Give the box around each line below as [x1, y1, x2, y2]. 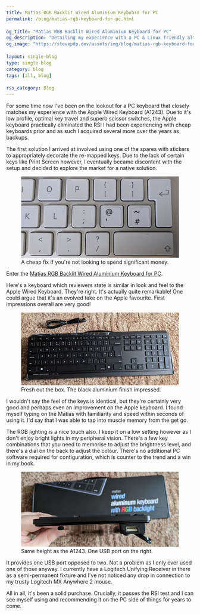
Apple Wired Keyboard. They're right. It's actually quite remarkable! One [6, 288, 183, 295]
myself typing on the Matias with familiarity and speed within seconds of [6, 410, 185, 417]
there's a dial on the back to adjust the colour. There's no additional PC [6, 447, 180, 454]
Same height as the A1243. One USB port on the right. [21, 547, 153, 554]
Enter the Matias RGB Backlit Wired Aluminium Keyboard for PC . [6, 270, 163, 277]
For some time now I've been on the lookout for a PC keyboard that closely [6, 102, 189, 110]
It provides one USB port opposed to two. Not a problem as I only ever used [6, 559, 192, 566]
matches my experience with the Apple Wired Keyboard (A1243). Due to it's [6, 109, 192, 116]
